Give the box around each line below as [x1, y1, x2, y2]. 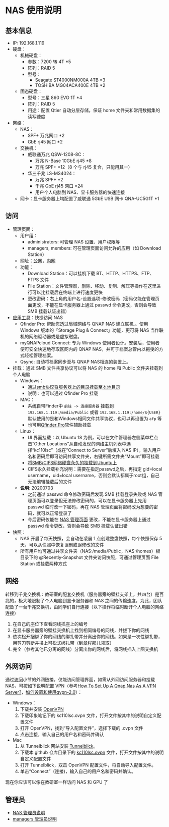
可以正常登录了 [41, 510, 72, 516]
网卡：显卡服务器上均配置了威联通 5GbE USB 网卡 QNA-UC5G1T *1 [20, 195, 159, 201]
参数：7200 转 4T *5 [27, 59, 71, 65]
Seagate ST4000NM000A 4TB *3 [35, 77, 106, 83]
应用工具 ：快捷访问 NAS [12, 314, 63, 321]
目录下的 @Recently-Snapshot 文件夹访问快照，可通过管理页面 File [20, 554, 159, 560]
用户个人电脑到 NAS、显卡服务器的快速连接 [35, 189, 125, 195]
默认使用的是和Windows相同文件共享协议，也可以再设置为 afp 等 [27, 415, 162, 422]
